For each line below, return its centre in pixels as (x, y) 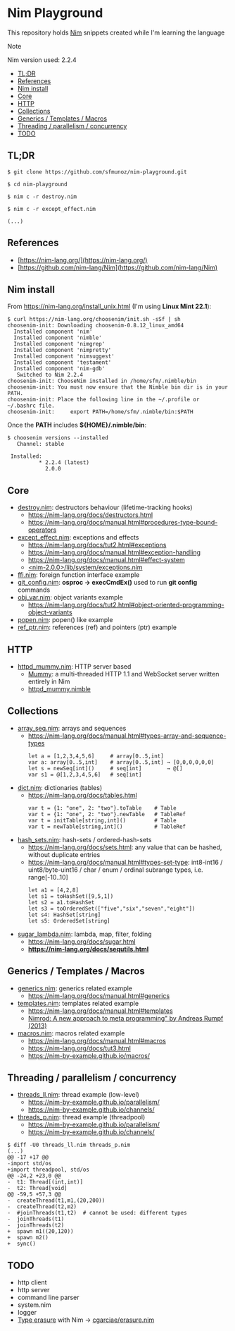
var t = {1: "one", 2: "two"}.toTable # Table (102, 808)
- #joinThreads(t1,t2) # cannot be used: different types (97, 1213)
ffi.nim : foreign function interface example (78, 575)
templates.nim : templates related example (78, 1003)
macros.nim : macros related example (71, 1033)
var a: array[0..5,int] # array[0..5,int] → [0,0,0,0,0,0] (121, 762)
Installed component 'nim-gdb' (59, 369)
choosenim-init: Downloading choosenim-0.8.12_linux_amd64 (96, 326)
